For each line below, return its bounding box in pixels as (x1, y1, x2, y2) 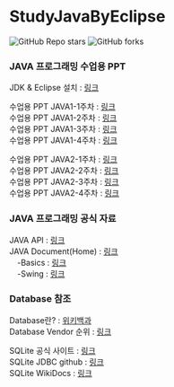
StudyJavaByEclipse (9, 6, 166, 27)
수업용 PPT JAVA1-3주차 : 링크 (9, 124, 117, 135)
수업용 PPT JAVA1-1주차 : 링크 (9, 101, 117, 112)
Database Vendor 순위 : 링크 (9, 326, 112, 337)
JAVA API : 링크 (9, 234, 65, 245)
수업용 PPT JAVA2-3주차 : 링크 (9, 177, 119, 188)
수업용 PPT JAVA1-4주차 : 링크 (9, 135, 118, 145)
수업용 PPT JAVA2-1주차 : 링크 (9, 154, 118, 165)
